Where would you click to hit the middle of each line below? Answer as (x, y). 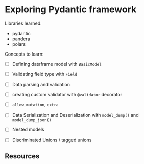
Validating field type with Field (45, 74)
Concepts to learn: (24, 54)
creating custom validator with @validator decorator (67, 95)
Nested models (28, 130)
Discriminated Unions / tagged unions (52, 140)
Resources (22, 156)
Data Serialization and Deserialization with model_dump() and (75, 115)
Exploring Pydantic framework (71, 9)
